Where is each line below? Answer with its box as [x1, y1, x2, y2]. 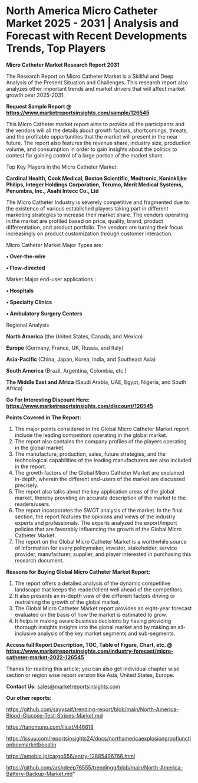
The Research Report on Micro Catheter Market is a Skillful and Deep [6, 73, 174, 80]
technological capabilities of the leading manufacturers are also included [14, 456, 192, 463]
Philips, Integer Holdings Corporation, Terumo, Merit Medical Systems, [6, 181, 183, 188]
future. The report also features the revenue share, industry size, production [6, 139, 192, 146]
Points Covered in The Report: [6, 414, 81, 421]
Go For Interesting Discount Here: [6, 396, 90, 403]
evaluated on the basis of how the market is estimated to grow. [14, 611, 167, 618]
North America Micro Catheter [6, 4, 158, 18]
